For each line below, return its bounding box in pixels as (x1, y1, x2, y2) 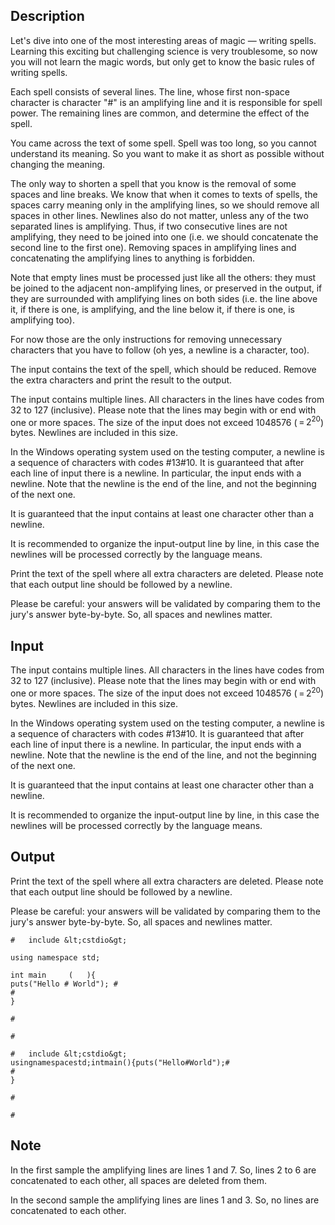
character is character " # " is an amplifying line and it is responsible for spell (10, 96, 323, 108)
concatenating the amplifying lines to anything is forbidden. (10, 252, 256, 264)
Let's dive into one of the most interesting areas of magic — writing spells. (10, 34, 317, 46)
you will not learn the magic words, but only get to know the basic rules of (10, 55, 315, 68)
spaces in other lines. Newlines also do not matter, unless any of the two (10, 209, 309, 221)
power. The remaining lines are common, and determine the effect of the (10, 107, 310, 119)
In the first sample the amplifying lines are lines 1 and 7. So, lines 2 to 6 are (10, 1164, 317, 1176)
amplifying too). (10, 314, 75, 326)
